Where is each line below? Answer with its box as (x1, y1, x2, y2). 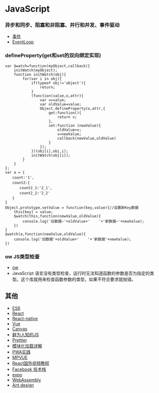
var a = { (5, 170, 25, 175)
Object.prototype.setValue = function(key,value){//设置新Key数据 (5, 205, 139, 210)
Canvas (12, 326, 28, 332)
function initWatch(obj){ (14, 72, 67, 77)
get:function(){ (48, 110, 82, 115)
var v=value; (39, 97, 67, 103)
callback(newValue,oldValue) (57, 136, 117, 141)
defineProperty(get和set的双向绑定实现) (5, 52, 101, 59)
